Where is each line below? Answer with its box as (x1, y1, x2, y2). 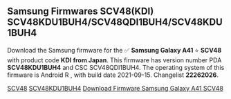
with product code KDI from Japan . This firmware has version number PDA (7, 55, 222, 64)
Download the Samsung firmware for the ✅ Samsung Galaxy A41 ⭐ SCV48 (7, 46, 222, 54)
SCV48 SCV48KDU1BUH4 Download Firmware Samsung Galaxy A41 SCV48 (7, 84, 223, 92)
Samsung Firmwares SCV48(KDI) (7, 6, 154, 17)
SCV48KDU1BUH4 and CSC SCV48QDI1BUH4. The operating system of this (7, 63, 225, 71)
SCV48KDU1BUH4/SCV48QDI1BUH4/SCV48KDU (7, 17, 223, 28)
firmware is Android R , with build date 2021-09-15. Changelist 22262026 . (7, 71, 219, 79)
